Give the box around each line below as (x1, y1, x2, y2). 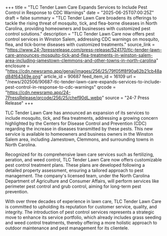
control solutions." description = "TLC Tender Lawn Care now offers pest (5, 31, 155, 37)
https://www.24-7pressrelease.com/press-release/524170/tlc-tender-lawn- (7, 47, 162, 53)
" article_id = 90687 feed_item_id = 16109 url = (40, 74, 136, 79)
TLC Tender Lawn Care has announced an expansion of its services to (5, 110, 150, 116)
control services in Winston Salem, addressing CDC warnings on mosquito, (5, 36, 160, 42)
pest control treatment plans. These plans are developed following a (5, 162, 145, 168)
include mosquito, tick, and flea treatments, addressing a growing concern (5, 115, 158, 121)
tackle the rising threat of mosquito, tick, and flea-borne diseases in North (5, 20, 158, 26)
